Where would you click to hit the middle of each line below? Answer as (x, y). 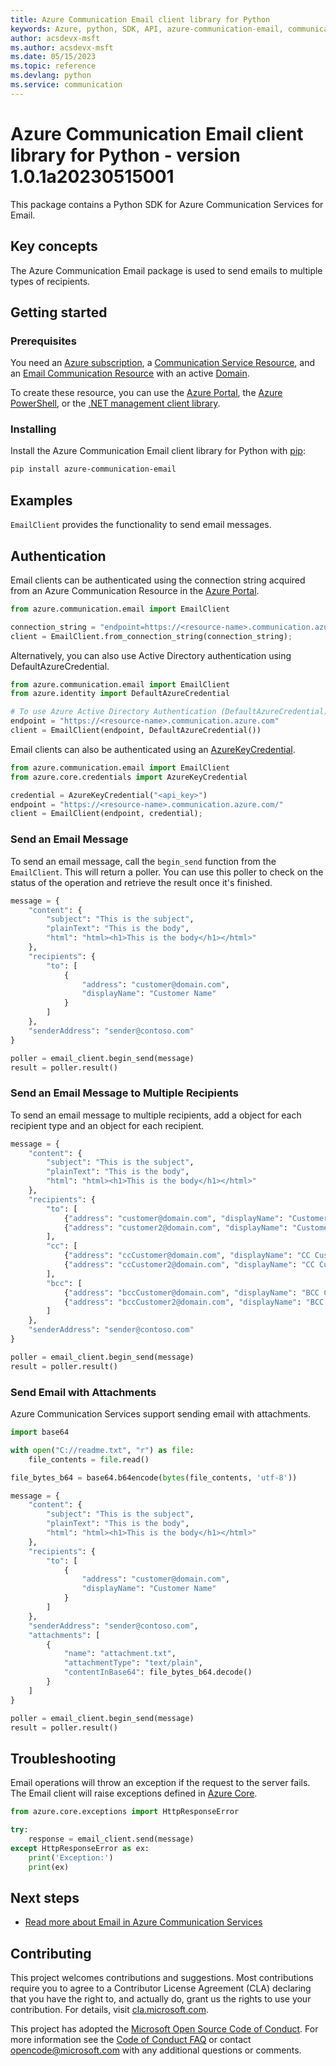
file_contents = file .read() (89, 1459)
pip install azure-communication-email (93, 469)
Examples (41, 500)
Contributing (51, 1953)
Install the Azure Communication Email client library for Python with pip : (158, 451)
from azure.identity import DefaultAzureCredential (120, 694)
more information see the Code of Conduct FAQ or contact (131, 2040)
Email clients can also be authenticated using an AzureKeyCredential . (153, 749)
